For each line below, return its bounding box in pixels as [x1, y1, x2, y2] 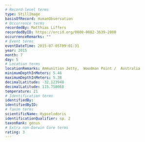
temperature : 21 [5, 89, 38, 94]
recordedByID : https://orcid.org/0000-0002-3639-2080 [5, 30, 117, 35]
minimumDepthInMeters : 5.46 [5, 71, 62, 76]
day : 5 [5, 57, 18, 62]
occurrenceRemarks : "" [5, 35, 51, 40]
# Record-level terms [5, 7, 49, 12]
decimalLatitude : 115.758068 [5, 84, 64, 89]
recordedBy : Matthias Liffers [5, 25, 67, 30]
